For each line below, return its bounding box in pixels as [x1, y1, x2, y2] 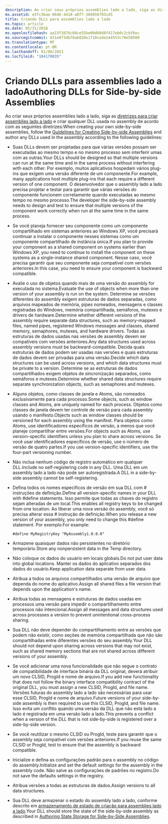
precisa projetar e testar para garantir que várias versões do [12, 186, 136, 192]
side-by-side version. [12, 721, 56, 727]
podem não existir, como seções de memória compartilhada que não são [12, 632, 163, 638]
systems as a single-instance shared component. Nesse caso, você [12, 254, 152, 260]
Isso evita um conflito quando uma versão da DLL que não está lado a [12, 705, 156, 711]
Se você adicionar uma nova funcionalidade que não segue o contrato [12, 663, 157, 669]
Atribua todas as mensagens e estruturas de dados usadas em [12, 596, 141, 602]
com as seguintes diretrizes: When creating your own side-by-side [5, 123, 141, 130]
